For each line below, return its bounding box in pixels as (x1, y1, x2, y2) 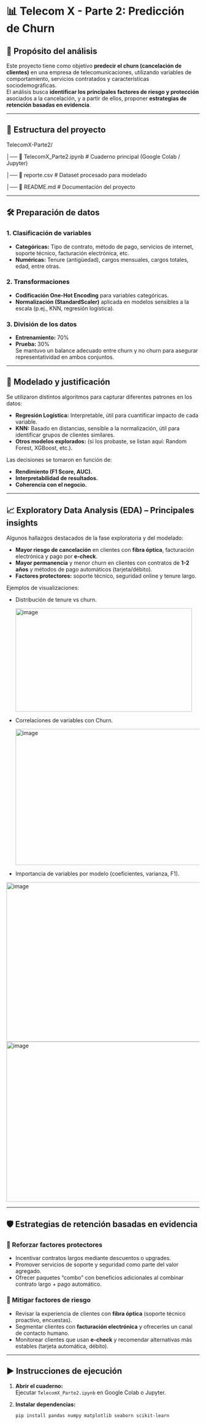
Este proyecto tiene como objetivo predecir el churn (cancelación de (6, 62, 182, 69)
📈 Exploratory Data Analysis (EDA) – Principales (6, 505, 194, 516)
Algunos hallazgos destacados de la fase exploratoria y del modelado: (6, 534, 184, 541)
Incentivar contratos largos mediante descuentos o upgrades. (15, 1255, 172, 1262)
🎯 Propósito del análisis (6, 46, 97, 56)
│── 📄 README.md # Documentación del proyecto (6, 183, 135, 190)
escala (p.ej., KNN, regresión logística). (15, 304, 115, 312)
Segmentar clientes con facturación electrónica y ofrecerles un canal (15, 1323, 193, 1330)
